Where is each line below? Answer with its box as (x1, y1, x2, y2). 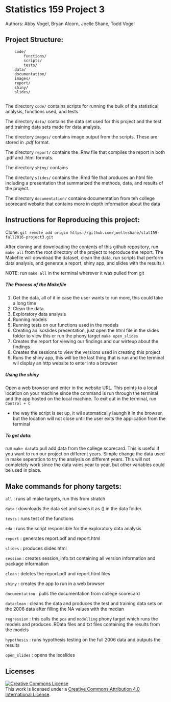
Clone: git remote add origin (5, 229, 68, 235)
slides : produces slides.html (5, 545, 67, 552)
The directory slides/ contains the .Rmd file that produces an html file (5, 174, 153, 180)
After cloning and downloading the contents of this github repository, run (5, 244, 159, 250)
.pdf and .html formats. (5, 154, 54, 161)
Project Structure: (5, 35, 64, 44)
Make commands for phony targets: (5, 482, 121, 491)
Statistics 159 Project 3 (5, 4, 105, 15)
